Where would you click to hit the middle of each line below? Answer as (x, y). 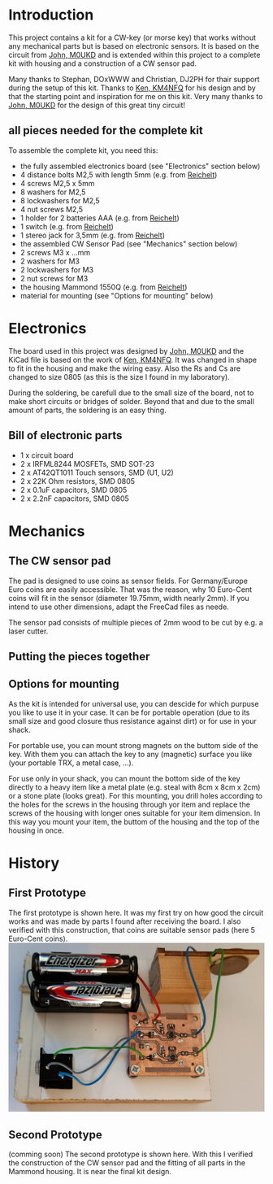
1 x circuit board (47, 455)
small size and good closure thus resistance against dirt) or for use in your (133, 720)
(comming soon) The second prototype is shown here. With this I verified (131, 1154)
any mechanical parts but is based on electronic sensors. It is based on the (134, 46)
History (34, 863)
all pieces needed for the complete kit (106, 131)
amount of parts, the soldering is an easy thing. (87, 410)
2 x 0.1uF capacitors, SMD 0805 (74, 490)
